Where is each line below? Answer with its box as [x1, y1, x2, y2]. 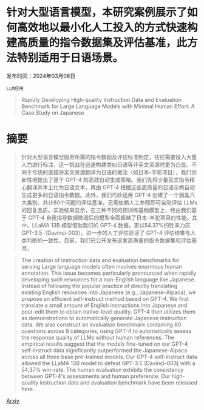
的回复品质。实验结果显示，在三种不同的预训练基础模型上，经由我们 [21, 206, 192, 213]
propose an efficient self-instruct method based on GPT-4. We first [21, 295, 189, 302]
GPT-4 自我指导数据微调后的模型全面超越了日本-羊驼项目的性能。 [28, 213, 192, 221]
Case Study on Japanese [21, 109, 84, 116]
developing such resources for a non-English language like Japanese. [21, 275, 196, 283]
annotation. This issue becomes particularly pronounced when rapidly [21, 269, 197, 277]
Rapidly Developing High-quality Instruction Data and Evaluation [21, 96, 182, 103]
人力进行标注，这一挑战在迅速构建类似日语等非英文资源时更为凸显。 [21, 161, 192, 168]
